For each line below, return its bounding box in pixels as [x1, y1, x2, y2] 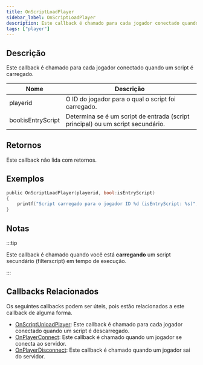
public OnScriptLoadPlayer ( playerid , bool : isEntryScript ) [6, 189, 155, 196]
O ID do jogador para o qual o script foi [65, 95, 176, 103]
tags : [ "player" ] [6, 25, 50, 32]
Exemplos [6, 174, 44, 184]
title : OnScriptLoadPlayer [6, 8, 74, 15]
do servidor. [14, 352, 45, 360]
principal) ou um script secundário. [65, 120, 165, 129]
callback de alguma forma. [6, 309, 72, 316]
